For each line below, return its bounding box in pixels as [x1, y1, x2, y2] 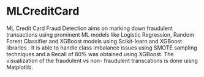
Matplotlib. [6, 63, 34, 71]
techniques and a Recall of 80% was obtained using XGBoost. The [6, 50, 174, 57]
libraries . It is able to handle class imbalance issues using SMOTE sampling [6, 44, 197, 51]
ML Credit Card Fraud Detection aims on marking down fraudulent [6, 24, 173, 32]
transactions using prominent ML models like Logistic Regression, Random [6, 31, 195, 38]
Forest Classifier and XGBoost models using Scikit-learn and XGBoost [6, 37, 183, 45]
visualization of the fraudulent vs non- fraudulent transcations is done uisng [6, 57, 198, 64]
